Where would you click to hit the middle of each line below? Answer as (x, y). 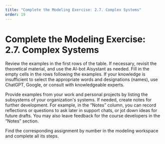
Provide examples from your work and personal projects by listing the (77, 94)
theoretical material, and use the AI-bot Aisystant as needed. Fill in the (77, 69)
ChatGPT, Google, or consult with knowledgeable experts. (65, 85)
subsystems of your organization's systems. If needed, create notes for (79, 100)
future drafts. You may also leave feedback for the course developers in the (83, 116)
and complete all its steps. (32, 136)
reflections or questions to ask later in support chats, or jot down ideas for (81, 110)
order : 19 (15, 14)
